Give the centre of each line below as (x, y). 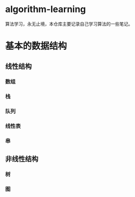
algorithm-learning (46, 9)
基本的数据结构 (36, 46)
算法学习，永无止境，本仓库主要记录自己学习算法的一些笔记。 (69, 24)
